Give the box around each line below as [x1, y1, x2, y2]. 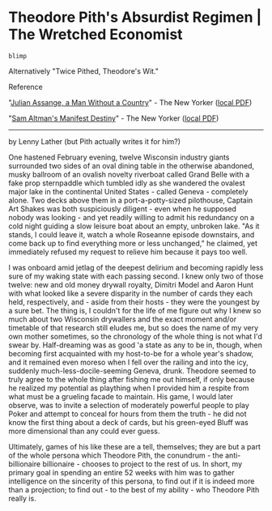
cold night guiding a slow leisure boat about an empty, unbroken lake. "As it [8, 221, 260, 231]
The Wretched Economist [8, 25, 184, 44]
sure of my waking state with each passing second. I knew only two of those [8, 271, 264, 281]
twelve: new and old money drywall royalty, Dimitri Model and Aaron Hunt [8, 279, 253, 289]
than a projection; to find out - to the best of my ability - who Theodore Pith [8, 484, 260, 494]
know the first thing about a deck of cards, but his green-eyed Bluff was [8, 417, 249, 427]
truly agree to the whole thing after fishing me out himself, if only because [8, 374, 255, 384]
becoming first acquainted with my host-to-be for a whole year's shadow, [8, 348, 253, 358]
